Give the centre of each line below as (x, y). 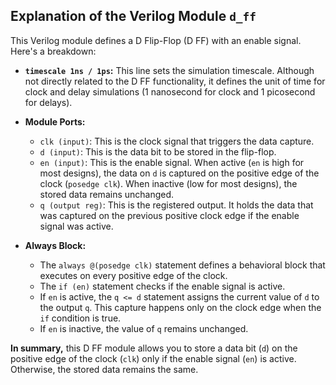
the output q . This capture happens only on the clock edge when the (180, 307)
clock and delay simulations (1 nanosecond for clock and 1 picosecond (170, 91)
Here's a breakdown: (53, 51)
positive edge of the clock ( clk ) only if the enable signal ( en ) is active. (153, 358)
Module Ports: (55, 121)
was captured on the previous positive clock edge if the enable (169, 215)
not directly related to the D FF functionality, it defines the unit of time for (175, 81)
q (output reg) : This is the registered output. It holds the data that (176, 205)
